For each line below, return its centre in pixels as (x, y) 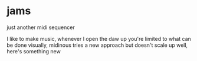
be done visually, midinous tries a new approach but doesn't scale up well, (97, 45)
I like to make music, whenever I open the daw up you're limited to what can (99, 38)
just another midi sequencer (41, 27)
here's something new (34, 51)
